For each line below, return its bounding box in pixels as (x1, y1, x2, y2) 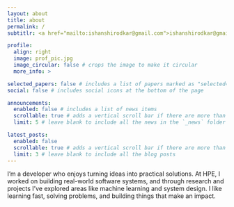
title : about (7, 17, 45, 24)
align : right (13, 49, 52, 56)
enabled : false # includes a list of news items (13, 106, 157, 113)
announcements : (7, 99, 52, 106)
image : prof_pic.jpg (13, 55, 73, 63)
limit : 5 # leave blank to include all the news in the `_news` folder (13, 119, 226, 126)
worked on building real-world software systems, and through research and (7, 177, 224, 185)
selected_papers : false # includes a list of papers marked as (7, 81, 195, 88)
